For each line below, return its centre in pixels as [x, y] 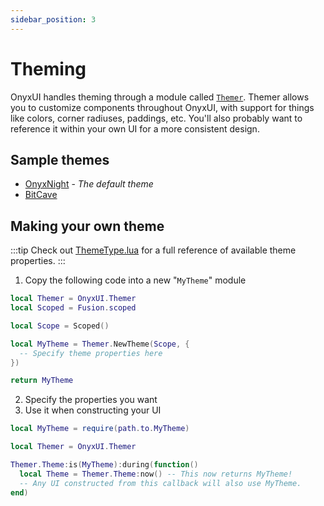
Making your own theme [87, 226]
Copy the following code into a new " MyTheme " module [135, 280]
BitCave [41, 195]
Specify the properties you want [91, 400]
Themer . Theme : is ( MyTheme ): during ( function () [104, 465]
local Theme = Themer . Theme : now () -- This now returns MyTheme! [156, 474]
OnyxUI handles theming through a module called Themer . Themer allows [160, 97]
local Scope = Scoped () [60, 326]
